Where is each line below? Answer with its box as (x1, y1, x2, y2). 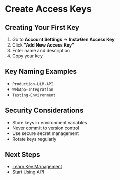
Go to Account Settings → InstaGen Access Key (12, 36, 115, 42)
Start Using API (12, 169, 44, 175)
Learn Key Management (12, 164, 62, 170)
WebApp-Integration (12, 87, 54, 92)
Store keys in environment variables (12, 119, 87, 125)
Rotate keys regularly (12, 136, 57, 142)
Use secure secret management (12, 130, 79, 137)
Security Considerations (5, 106, 84, 115)
